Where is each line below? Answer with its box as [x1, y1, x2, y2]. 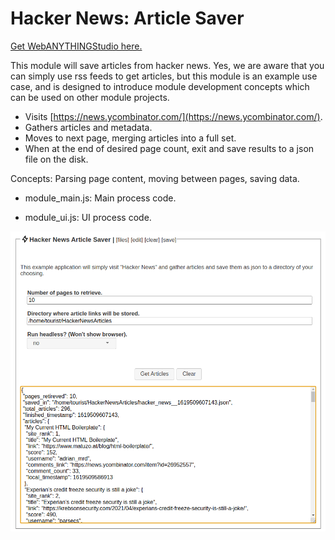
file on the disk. [24, 153, 89, 165]
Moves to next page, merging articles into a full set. [24, 132, 237, 144]
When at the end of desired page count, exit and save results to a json [24, 142, 315, 154]
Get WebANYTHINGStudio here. [10, 40, 143, 52]
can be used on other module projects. [10, 91, 170, 103]
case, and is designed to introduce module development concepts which [10, 80, 310, 92]
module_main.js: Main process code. [24, 192, 177, 204]
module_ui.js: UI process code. [24, 211, 152, 223]
